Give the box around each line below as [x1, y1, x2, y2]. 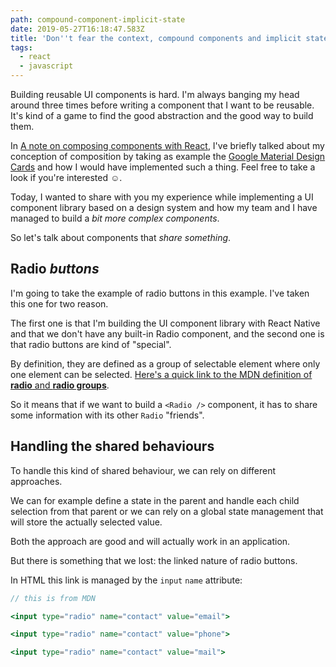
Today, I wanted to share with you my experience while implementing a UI [10, 191, 314, 203]
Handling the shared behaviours [10, 438, 215, 455]
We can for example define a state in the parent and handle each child [10, 494, 300, 506]
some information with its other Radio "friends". [10, 409, 205, 421]
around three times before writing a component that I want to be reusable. [10, 99, 315, 111]
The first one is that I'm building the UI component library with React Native [10, 317, 321, 329]
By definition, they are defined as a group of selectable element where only [10, 357, 321, 370]
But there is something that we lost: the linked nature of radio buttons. [10, 554, 298, 566]
